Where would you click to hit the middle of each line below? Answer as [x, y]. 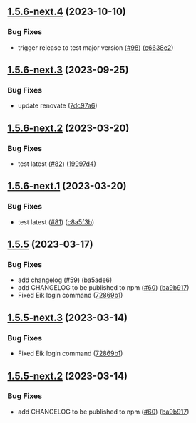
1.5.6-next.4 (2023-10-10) [67, 12]
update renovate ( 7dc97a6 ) [57, 105]
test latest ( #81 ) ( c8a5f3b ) [56, 222]
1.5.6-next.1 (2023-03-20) [67, 186]
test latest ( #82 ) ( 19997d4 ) [57, 164]
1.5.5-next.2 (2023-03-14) [68, 376]
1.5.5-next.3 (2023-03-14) [68, 317]
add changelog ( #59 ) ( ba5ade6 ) [65, 280]
